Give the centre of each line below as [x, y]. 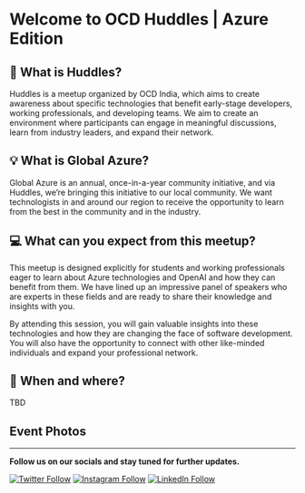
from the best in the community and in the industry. [105, 211]
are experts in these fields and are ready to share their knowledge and [141, 296]
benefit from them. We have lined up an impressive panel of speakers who [148, 286]
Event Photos [48, 431]
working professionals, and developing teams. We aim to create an [134, 113]
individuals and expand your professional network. [104, 353]
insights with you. [42, 306]
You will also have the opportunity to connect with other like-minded [137, 343]
